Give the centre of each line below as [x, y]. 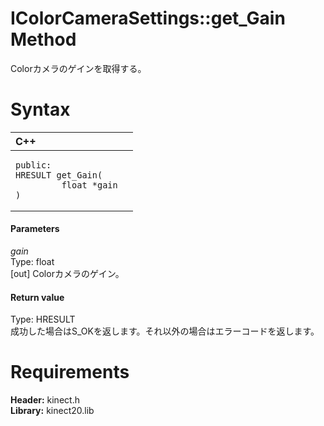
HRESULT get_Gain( [59, 175]
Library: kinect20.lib [52, 411]
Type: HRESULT [43, 319]
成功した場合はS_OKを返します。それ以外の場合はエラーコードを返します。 [165, 331]
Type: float [32, 262]
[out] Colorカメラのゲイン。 [67, 274]
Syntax [40, 109]
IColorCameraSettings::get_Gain [148, 18]
